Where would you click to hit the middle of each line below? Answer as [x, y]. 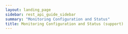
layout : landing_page [28, 10]
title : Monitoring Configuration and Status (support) [65, 24]
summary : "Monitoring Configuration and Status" [58, 19]
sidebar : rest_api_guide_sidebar [41, 14]
